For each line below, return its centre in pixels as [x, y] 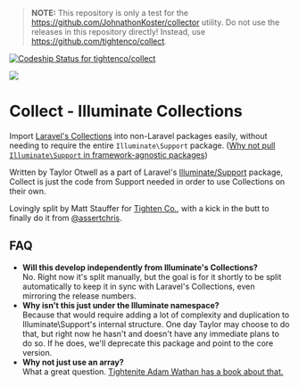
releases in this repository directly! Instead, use [118, 32]
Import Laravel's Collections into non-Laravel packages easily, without [138, 136]
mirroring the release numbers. [79, 296]
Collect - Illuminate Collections [126, 111]
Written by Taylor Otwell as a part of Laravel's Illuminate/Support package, [146, 172]
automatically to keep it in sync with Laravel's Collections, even [138, 286]
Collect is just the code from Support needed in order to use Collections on [147, 181]
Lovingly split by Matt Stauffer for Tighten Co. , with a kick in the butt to [139, 208]
